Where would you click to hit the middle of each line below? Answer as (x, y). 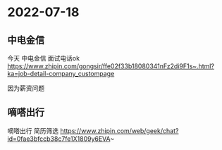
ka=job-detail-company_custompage (61, 74)
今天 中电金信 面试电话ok (43, 58)
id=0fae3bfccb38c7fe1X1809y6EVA (59, 139)
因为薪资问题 (26, 88)
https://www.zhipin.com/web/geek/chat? (119, 130)
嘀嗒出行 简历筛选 (33, 130)
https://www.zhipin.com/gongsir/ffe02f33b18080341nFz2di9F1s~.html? (111, 66)
